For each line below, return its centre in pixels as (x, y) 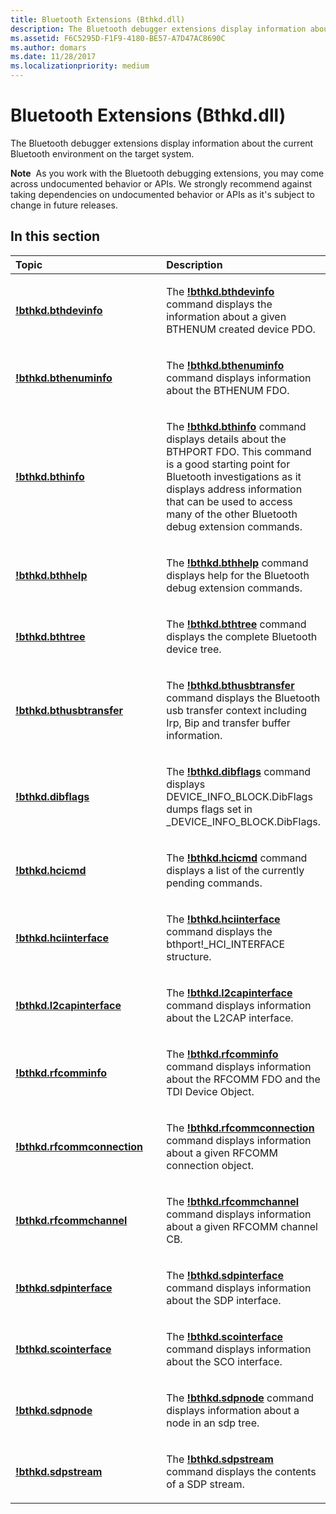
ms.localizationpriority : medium (80, 66)
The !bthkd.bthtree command (236, 624)
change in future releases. (64, 205)
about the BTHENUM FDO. (228, 390)
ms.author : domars (48, 47)
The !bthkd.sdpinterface (225, 1275)
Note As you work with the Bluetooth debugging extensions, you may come (167, 173)
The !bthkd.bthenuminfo (225, 365)
